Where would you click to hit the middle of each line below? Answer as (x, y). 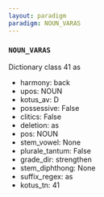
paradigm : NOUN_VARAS (45, 23)
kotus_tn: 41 (40, 185)
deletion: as (39, 125)
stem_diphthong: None (58, 168)
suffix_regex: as (46, 176)
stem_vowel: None (50, 142)
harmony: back (45, 82)
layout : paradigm (37, 16)
